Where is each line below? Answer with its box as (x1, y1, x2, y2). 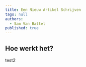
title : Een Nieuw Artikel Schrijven (5, 7, 81, 12)
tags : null (5, 12, 28, 17)
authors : (5, 16, 23, 21)
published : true (5, 26, 39, 31)
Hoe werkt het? (5, 44, 54, 53)
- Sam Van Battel (9, 21, 46, 26)
